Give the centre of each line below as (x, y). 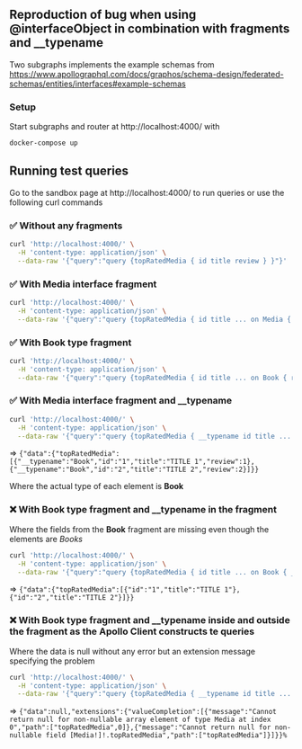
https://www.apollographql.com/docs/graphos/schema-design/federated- (147, 74)
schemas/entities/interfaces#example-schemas (98, 84)
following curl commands (56, 202)
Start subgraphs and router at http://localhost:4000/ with (115, 127)
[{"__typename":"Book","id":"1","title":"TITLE (100, 462)
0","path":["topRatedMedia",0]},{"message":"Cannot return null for (140, 727)
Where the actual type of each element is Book (97, 486)
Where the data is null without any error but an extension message (133, 651)
